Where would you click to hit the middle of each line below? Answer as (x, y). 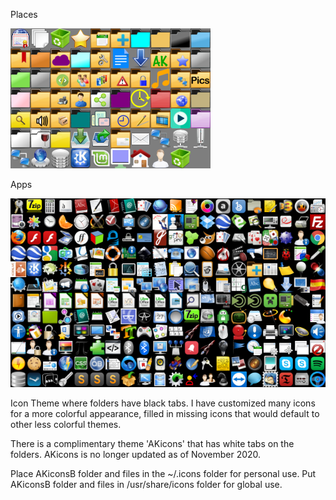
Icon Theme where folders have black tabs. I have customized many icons (163, 403)
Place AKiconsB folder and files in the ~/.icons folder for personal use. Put (163, 474)
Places (24, 14)
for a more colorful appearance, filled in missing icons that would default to (165, 414)
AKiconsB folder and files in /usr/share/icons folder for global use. (146, 485)
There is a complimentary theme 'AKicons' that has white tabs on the (152, 444)
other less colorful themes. (66, 425)
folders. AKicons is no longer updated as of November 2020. (136, 455)
